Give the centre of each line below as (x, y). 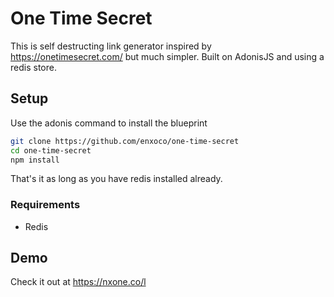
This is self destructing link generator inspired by (111, 46)
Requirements (45, 205)
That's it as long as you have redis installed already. (116, 179)
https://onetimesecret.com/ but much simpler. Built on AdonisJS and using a (167, 56)
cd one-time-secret (51, 150)
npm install (35, 160)
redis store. (33, 67)
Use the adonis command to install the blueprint (109, 123)
